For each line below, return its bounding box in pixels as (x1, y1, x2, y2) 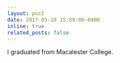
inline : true (7, 23, 45, 29)
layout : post (7, 10, 45, 17)
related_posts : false (7, 29, 70, 36)
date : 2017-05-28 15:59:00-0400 (7, 16, 100, 23)
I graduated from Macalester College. (7, 48, 114, 56)
